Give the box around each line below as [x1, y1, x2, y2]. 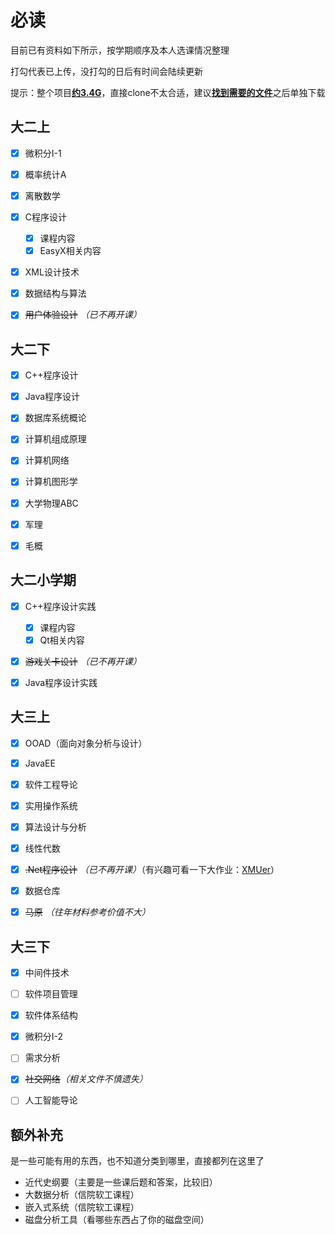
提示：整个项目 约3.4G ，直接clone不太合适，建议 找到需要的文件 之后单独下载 [10, 86, 326, 98]
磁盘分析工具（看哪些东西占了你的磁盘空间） [24, 1214, 210, 1226]
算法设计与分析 [24, 821, 87, 833]
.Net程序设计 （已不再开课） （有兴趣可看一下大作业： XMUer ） [24, 864, 280, 875]
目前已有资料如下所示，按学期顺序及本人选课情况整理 [10, 44, 230, 56]
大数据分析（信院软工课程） [24, 1189, 140, 1201]
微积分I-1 [24, 147, 62, 159]
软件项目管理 [24, 988, 78, 1000]
